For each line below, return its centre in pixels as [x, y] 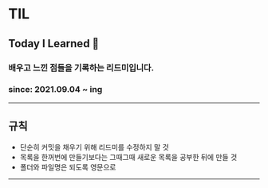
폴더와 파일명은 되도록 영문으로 [68, 167]
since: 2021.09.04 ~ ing [55, 90]
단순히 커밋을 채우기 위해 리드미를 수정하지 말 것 [94, 147]
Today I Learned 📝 [54, 44]
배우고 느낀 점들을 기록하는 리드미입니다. [81, 67]
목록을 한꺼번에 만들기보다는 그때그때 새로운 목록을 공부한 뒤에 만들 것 [128, 157]
